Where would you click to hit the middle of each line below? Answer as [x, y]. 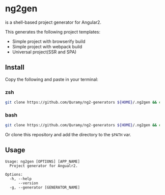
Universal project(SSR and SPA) [44, 52]
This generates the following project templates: [53, 32]
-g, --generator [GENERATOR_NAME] [45, 187]
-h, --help [21, 179]
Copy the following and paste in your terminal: [52, 79]
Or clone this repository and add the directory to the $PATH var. [68, 135]
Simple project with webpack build [47, 46]
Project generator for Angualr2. [44, 166]
